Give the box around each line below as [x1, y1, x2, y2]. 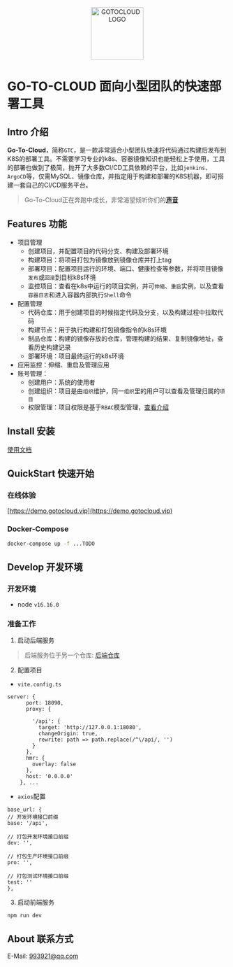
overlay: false [32, 761, 77, 768]
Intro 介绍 [7, 126, 49, 138]
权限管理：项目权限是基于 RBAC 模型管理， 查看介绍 [27, 402, 170, 411]
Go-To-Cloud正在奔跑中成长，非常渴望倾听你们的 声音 [24, 196, 179, 204]
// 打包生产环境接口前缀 [7, 853, 69, 860]
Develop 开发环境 [7, 561, 83, 573]
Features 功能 [7, 218, 68, 230]
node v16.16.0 [17, 600, 59, 609]
